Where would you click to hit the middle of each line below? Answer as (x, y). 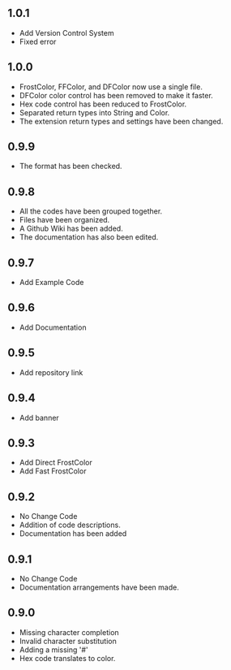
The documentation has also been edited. (89, 237)
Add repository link (51, 372)
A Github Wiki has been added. (71, 229)
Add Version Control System (66, 32)
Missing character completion (69, 632)
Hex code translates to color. (67, 658)
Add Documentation (53, 327)
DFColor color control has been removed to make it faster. (116, 95)
